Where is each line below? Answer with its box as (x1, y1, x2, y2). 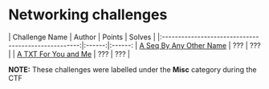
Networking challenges (8, 6, 168, 24)
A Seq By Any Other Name (139, 40, 227, 50)
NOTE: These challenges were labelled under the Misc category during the (8, 64, 257, 74)
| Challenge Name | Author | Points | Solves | (8, 32, 157, 42)
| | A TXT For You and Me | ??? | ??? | (8, 49, 131, 59)
